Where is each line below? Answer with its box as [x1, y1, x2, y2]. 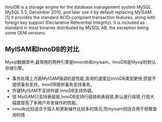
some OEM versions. [5, 30, 46, 35]
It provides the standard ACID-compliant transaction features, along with [11, 15, 156, 20]
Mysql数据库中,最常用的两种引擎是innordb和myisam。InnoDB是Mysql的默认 [5, 59, 156, 65]
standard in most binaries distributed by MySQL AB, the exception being [5, 25, 149, 31]
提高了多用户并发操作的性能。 [20, 100, 80, 105]
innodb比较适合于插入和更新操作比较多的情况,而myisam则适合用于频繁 [12, 105, 153, 111]
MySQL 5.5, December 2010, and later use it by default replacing [5, 9, 134, 15]
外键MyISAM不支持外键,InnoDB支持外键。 [12, 87, 96, 93]
